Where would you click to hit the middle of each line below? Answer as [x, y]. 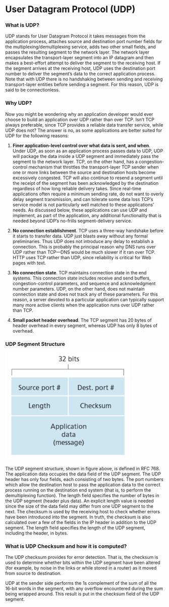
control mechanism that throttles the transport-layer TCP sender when [86, 167]
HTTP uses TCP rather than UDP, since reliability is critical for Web [82, 257]
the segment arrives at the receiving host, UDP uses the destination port [80, 68]
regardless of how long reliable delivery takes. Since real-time [77, 188]
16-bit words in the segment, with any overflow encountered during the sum [84, 589]
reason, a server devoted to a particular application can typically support [88, 299]
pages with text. [29, 263]
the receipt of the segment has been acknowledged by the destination [86, 183]
